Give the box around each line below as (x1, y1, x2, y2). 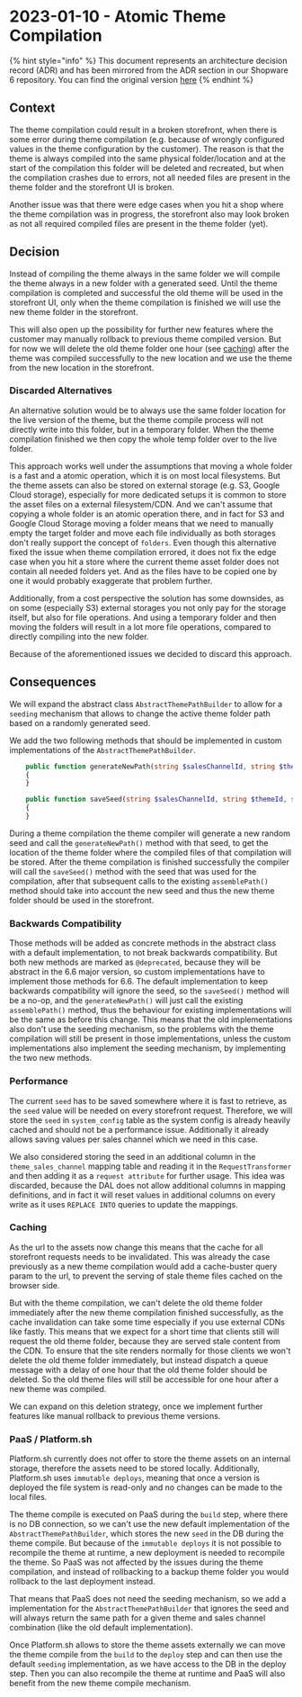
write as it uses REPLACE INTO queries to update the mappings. (9, 1199, 238, 1209)
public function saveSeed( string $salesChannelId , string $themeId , (25, 795, 288, 804)
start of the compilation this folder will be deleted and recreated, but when (9, 162, 285, 173)
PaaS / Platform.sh (9, 1432, 93, 1445)
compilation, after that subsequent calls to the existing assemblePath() (9, 875, 269, 886)
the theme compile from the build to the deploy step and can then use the (9, 1649, 283, 1660)
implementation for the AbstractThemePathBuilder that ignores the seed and (9, 1603, 289, 1614)
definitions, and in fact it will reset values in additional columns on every (9, 1190, 276, 1200)
